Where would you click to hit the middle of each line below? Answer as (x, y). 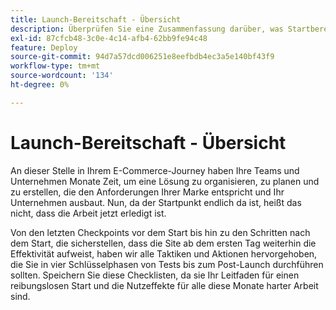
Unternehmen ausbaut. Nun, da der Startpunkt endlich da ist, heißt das (156, 202)
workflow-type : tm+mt (55, 66)
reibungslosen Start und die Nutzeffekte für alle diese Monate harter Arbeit (164, 285)
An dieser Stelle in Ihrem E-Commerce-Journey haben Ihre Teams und (155, 170)
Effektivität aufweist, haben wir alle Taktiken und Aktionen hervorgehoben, (164, 253)
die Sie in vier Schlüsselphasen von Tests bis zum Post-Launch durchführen (167, 264)
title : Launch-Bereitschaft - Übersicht (96, 19)
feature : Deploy (44, 47)
